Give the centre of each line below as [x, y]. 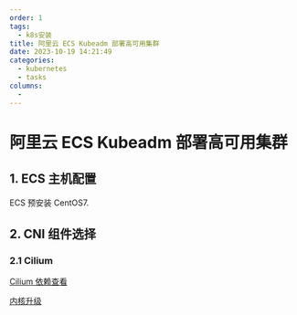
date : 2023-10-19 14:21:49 [61, 52]
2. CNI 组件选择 [53, 234]
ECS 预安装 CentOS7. [49, 203]
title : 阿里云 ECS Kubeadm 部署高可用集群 [85, 43]
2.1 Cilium [31, 260]
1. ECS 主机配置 [53, 179]
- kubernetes [42, 69]
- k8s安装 [35, 35]
